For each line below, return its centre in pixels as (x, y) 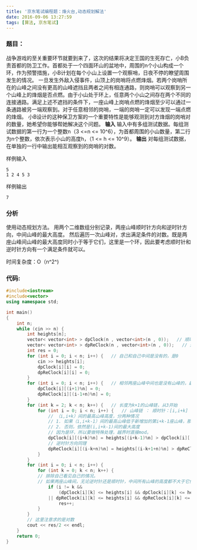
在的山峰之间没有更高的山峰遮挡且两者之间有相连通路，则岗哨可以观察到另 (96, 87)
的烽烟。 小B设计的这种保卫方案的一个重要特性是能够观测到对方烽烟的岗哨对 (98, 117)
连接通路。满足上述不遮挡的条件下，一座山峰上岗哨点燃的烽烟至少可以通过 (96, 102)
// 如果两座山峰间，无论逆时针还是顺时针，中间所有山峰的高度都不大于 (111, 482)
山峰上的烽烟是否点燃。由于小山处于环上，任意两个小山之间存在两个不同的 (101, 95)
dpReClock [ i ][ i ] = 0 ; (64, 372)
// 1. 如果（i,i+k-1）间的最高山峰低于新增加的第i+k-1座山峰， (118, 421)
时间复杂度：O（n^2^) (33, 261)
